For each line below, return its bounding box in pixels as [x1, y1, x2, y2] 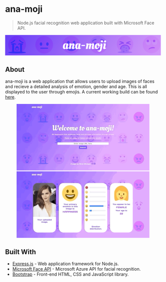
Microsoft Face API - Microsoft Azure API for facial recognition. [12, 266, 141, 272]
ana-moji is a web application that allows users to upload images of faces [5, 78, 155, 85]
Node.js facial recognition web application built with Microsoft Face [17, 20, 155, 26]
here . [5, 94, 16, 100]
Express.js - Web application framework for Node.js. [12, 261, 119, 267]
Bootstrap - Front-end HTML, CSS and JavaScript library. [12, 271, 129, 277]
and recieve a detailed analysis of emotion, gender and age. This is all [5, 84, 147, 90]
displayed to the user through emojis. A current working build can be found [5, 89, 158, 95]
